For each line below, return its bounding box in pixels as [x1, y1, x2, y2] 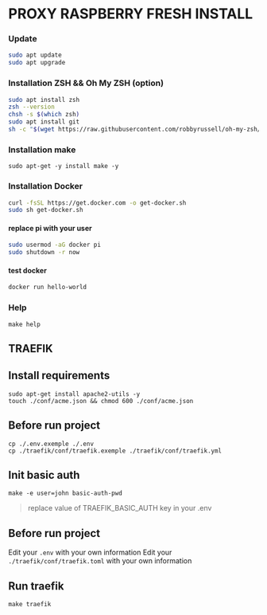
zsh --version [8, 103, 56, 112]
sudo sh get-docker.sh [8, 206, 83, 214]
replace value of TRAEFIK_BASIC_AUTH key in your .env [27, 503, 212, 513]
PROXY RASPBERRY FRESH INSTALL [8, 5, 253, 23]
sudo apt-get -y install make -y [8, 163, 119, 170]
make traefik [8, 601, 52, 609]
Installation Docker [8, 181, 83, 192]
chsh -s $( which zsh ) [8, 111, 80, 119]
